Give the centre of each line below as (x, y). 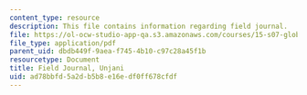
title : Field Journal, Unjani (67, 69)
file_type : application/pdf (63, 43)
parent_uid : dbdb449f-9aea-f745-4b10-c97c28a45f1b (108, 52)
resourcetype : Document (55, 60)
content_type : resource (55, 18)
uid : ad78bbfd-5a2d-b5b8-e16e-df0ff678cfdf (94, 77)
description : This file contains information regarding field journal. (148, 26)
